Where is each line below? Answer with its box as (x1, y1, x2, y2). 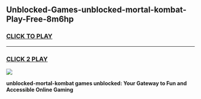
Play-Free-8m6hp (6, 14, 74, 25)
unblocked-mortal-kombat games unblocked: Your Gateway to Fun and (6, 79, 187, 86)
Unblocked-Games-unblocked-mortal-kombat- (6, 5, 187, 15)
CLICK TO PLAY (6, 32, 53, 41)
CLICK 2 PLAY (6, 55, 48, 63)
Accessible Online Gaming (6, 86, 74, 93)
